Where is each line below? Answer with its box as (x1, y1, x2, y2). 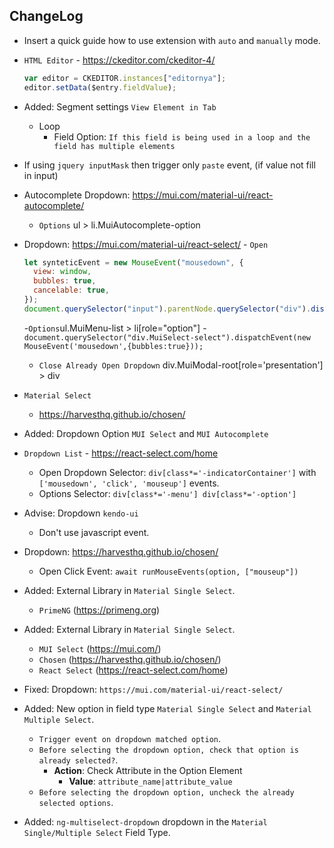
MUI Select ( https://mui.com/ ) (38, 642, 162, 654)
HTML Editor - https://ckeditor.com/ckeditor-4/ (23, 54, 216, 66)
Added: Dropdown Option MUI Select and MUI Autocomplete (23, 427, 269, 439)
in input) (23, 169, 59, 181)
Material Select (23, 390, 92, 401)
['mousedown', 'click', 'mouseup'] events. (38, 477, 220, 489)
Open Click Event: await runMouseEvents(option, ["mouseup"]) (38, 565, 299, 577)
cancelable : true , (33, 285, 110, 296)
